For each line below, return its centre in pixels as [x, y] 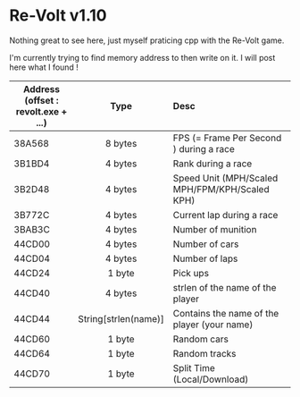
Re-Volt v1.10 [58, 16]
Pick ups [191, 273]
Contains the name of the [226, 313]
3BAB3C [32, 229]
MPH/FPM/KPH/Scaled [221, 189]
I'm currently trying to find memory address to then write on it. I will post [142, 57]
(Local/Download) [211, 379]
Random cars [201, 339]
